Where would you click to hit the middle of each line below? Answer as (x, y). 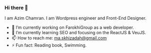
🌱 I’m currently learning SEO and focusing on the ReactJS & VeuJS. (79, 33)
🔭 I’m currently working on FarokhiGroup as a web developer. (73, 27)
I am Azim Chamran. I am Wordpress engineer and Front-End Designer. (75, 18)
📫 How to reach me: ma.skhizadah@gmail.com (59, 38)
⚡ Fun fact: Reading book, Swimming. (49, 45)
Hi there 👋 (17, 8)
